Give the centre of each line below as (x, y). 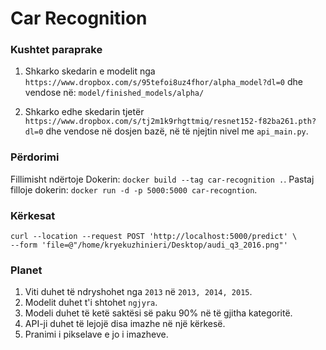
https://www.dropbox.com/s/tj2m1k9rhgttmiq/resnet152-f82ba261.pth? (170, 122)
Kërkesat (33, 215)
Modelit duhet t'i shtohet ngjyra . (91, 303)
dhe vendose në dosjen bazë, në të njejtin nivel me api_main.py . (177, 131)
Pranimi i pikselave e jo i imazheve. (96, 334)
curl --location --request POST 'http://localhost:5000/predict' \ (154, 237)
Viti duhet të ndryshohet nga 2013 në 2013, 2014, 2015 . (138, 292)
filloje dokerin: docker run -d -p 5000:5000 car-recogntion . (134, 189)
